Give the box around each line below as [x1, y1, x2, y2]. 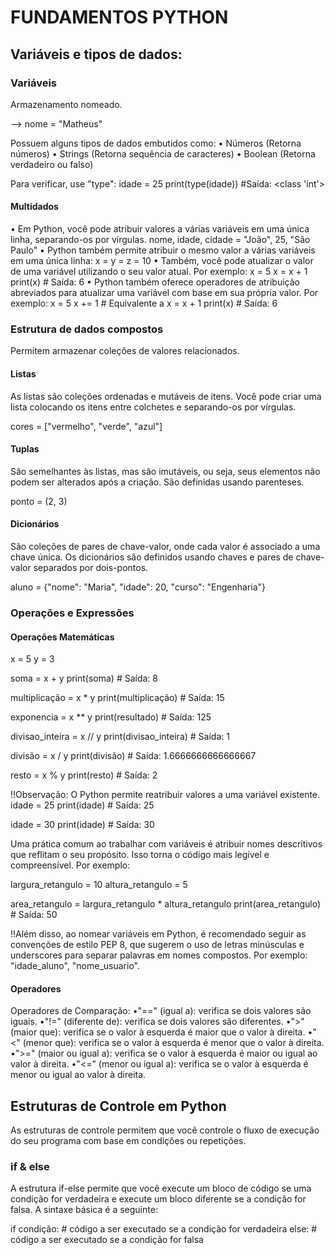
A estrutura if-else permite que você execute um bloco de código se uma [10, 1182, 312, 1195]
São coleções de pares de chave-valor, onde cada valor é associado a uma [10, 540, 321, 552]
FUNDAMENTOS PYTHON [10, 6, 229, 29]
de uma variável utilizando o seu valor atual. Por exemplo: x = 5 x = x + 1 [10, 266, 308, 278]
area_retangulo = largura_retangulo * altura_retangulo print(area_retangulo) [10, 898, 322, 910]
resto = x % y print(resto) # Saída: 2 [10, 769, 158, 781]
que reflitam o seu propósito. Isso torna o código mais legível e [10, 849, 270, 861]
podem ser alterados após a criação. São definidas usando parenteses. [10, 476, 305, 488]
